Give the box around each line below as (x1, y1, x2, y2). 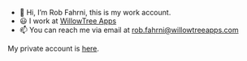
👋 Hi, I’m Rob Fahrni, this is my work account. (19, 8, 171, 17)
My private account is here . (7, 44, 99, 53)
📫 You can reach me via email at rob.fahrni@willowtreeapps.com (19, 25, 239, 35)
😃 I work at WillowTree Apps (19, 16, 117, 26)
